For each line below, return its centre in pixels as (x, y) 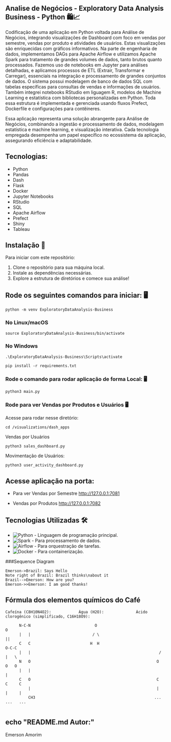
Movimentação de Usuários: (35, 456)
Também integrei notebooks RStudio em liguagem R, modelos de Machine (83, 92)
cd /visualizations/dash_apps (38, 427)
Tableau (21, 229)
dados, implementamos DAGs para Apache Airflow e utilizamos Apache (81, 54)
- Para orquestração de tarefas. (67, 546)
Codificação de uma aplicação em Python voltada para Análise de (75, 32)
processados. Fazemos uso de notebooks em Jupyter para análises (77, 65)
